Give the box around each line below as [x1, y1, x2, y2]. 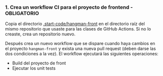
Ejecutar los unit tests [12, 65, 56, 71]
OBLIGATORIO [5, 10, 39, 16]
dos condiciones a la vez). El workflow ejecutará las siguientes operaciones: [5, 51, 159, 57]
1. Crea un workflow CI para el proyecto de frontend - [5, 4, 133, 11]
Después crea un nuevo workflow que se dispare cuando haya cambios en [5, 41, 155, 46]
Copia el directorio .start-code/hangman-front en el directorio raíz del [5, 21, 145, 27]
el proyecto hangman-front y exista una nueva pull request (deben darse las [5, 46, 156, 52]
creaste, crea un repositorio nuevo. [5, 31, 76, 37]
